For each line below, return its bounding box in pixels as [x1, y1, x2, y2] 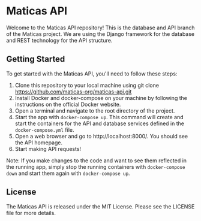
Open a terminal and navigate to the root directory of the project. [14, 107, 175, 114]
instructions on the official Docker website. [14, 101, 121, 108]
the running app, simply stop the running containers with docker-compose [6, 163, 185, 170]
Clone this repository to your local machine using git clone [14, 81, 159, 89]
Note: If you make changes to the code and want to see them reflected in [6, 157, 187, 164]
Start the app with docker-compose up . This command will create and [14, 113, 184, 120]
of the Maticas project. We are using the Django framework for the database [6, 30, 195, 37]
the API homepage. [14, 139, 63, 146]
